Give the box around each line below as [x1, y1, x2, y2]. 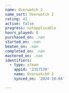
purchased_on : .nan [5, 35, 45, 40]
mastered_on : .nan [5, 53, 43, 58]
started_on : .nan [5, 40, 41, 45]
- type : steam [9, 62, 38, 67]
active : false [5, 21, 34, 26]
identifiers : [5, 58, 32, 63]
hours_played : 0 [5, 30, 38, 35]
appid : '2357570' [14, 67, 50, 72]
